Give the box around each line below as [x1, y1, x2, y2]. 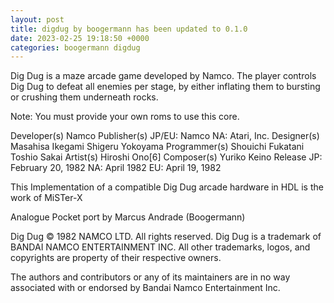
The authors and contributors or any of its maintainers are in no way [10, 271, 291, 283]
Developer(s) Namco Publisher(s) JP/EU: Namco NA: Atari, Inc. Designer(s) [10, 130, 320, 142]
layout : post [10, 14, 65, 25]
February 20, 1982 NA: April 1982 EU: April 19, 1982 [10, 162, 222, 174]
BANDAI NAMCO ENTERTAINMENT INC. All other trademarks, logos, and [10, 241, 311, 253]
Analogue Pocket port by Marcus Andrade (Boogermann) [10, 211, 246, 223]
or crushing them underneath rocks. [10, 91, 159, 103]
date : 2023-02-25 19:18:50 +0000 [10, 33, 150, 43]
